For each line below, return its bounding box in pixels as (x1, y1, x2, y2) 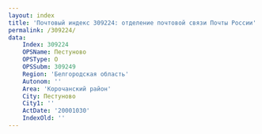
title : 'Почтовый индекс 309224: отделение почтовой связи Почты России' (8, 19, 257, 27)
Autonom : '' (22, 77, 62, 85)
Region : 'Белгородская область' (22, 70, 129, 78)
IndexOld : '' (22, 114, 66, 122)
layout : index (8, 11, 55, 20)
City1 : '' (22, 99, 55, 107)
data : (8, 33, 26, 42)
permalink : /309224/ (8, 26, 77, 34)
